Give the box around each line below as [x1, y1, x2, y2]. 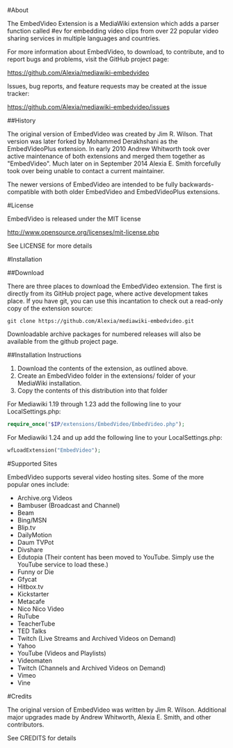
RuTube [17, 612, 40, 620]
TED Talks [17, 626, 47, 635]
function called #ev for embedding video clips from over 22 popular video [7, 27, 219, 35]
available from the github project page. [7, 337, 118, 345]
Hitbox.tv [17, 582, 44, 591]
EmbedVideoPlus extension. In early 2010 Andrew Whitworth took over [7, 145, 210, 152]
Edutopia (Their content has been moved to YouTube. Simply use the [17, 552, 214, 561]
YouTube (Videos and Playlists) [17, 648, 106, 657]
